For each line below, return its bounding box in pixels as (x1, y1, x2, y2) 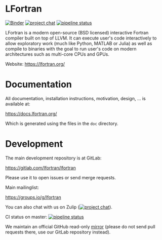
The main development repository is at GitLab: (5, 155, 102, 161)
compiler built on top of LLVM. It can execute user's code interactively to (5, 35, 157, 41)
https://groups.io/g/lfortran (5, 194, 62, 200)
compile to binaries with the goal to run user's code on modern (5, 46, 137, 52)
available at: (5, 101, 30, 107)
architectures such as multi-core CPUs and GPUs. (5, 51, 110, 57)
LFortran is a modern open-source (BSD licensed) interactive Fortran (5, 29, 149, 35)
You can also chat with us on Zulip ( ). (5, 204, 113, 210)
